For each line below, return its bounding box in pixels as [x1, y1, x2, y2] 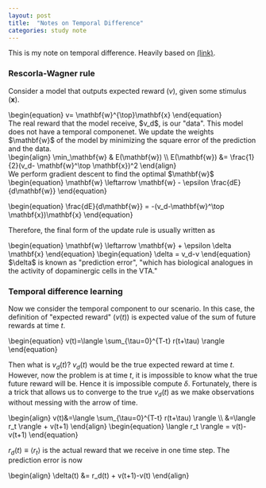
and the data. [8, 144, 52, 153]
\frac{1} [229, 152, 255, 161]
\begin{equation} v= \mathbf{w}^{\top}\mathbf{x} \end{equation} [8, 110, 222, 119]
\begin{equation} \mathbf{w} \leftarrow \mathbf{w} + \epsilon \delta [8, 240, 232, 250]
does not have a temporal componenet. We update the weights [8, 126, 214, 136]
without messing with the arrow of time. [8, 397, 138, 407]
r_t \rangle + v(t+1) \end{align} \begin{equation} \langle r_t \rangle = [8, 421, 230, 431]
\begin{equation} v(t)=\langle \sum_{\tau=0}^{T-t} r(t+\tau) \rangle [8, 335, 225, 346]
